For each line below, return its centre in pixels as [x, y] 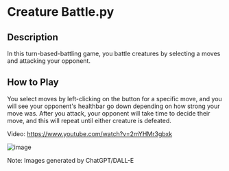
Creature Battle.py [61, 12]
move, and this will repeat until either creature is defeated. [89, 120]
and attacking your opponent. [49, 61]
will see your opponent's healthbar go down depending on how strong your [114, 106]
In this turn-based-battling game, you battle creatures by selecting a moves [114, 53]
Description [33, 37]
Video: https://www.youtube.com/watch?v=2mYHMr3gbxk [90, 133]
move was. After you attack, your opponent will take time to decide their [109, 113]
